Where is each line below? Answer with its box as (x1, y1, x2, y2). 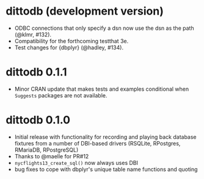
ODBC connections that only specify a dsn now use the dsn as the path (14, 24, 194, 32)
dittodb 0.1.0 (5, 113, 71, 127)
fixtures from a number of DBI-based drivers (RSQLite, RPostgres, (14, 139, 181, 147)
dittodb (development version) (5, 4, 164, 18)
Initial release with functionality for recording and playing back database (14, 133, 197, 141)
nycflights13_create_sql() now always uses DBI (14, 159, 139, 166)
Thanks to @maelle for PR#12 (14, 152, 89, 160)
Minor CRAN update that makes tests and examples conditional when (14, 85, 189, 93)
